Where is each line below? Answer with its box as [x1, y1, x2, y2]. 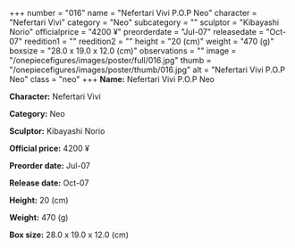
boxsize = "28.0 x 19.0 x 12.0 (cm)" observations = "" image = [9, 45, 237, 56]
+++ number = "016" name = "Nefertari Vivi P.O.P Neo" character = [9, 8, 257, 18]
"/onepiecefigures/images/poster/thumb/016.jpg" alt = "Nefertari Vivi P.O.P [9, 64, 286, 75]
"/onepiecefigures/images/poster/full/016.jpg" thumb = [9, 55, 212, 65]
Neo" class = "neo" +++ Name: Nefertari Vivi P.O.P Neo [9, 74, 215, 84]
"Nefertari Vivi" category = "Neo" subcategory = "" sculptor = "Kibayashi [9, 17, 280, 28]
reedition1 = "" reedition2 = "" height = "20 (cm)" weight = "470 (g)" [23, 36, 274, 46]
